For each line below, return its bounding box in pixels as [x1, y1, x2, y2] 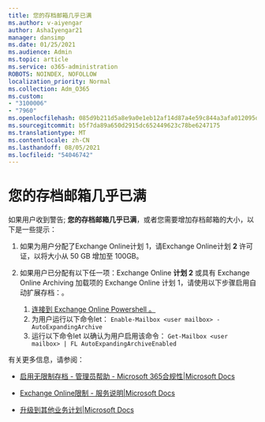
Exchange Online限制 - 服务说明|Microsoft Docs [19, 388, 176, 398]
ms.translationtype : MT [8, 129, 87, 136]
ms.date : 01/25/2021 [8, 41, 77, 49]
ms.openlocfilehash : [8, 114, 77, 122]
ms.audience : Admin [8, 48, 73, 56]
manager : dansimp [8, 33, 65, 42]
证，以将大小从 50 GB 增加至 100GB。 [19, 252, 144, 261]
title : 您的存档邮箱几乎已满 [8, 11, 92, 20]
